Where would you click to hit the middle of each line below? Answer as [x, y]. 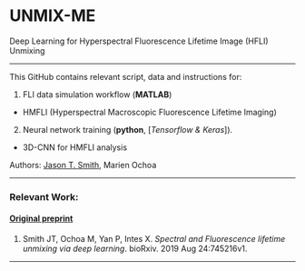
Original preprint [41, 218]
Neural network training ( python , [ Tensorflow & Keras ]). [128, 129]
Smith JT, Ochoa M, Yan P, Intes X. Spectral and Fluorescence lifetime [154, 239]
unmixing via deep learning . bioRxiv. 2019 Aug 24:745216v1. [135, 249]
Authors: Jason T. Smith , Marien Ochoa [83, 165]
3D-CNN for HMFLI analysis [75, 147]
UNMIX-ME [53, 16]
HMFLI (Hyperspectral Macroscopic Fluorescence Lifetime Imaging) [149, 112]
